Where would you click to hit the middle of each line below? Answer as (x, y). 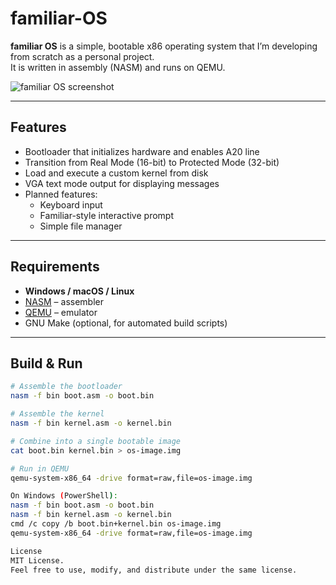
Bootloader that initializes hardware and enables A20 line (142, 151)
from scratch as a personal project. (82, 56)
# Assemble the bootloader (66, 387)
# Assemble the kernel (57, 414)
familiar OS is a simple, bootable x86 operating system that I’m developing (164, 46)
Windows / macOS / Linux (79, 291)
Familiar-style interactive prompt (106, 215)
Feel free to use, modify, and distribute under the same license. (154, 570)
